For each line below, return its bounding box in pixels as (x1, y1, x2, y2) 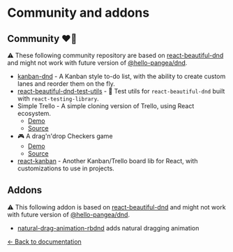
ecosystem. (17, 110, 51, 117)
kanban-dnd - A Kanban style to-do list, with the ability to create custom (17, 72, 226, 80)
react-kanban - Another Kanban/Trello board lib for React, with (17, 157, 198, 165)
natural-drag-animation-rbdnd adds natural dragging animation (17, 223, 200, 232)
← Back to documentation (7, 237, 82, 246)
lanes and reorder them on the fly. (17, 80, 115, 88)
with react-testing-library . (17, 94, 99, 103)
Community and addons (7, 5, 150, 21)
